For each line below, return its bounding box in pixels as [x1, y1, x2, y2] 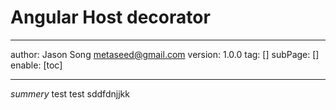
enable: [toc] [10, 59, 63, 71]
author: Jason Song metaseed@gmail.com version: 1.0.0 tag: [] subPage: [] [10, 48, 320, 60]
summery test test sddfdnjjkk [10, 87, 130, 100]
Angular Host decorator [10, 6, 211, 29]
